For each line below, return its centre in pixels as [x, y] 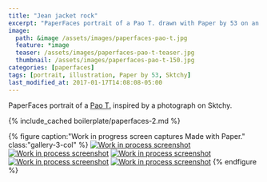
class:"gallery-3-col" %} [48, 144]
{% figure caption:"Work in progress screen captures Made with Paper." [127, 136]
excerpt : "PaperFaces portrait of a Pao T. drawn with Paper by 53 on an [134, 23]
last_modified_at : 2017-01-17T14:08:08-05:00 [85, 82]
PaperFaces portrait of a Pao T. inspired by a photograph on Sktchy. [120, 105]
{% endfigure [235, 161]
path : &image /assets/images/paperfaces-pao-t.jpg [102, 38]
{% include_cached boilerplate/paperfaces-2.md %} [95, 121]
